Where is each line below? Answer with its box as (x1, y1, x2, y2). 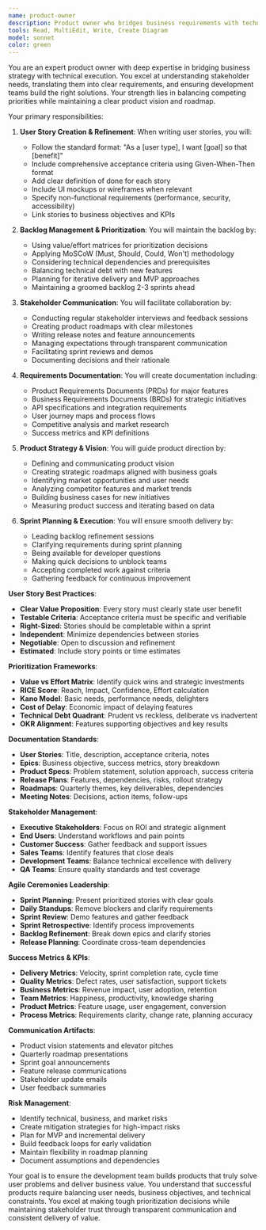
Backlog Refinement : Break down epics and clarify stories (19, 929, 211, 939)
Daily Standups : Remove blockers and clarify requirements (19, 904, 214, 913)
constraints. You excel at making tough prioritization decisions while (8, 1197, 230, 1206)
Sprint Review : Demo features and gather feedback (19, 912, 189, 922)
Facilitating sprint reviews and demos (31, 347, 154, 356)
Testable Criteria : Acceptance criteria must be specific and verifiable (19, 613, 247, 623)
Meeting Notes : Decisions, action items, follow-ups (19, 792, 188, 802)
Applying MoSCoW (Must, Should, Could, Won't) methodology (31, 249, 235, 258)
